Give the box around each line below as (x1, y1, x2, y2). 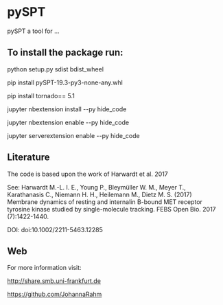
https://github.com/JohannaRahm (7, 290, 102, 299)
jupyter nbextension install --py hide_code (7, 104, 127, 113)
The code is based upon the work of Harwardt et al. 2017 (7, 170, 168, 178)
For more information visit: (7, 264, 82, 272)
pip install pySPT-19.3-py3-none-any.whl (7, 78, 124, 87)
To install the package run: (7, 47, 124, 58)
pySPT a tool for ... (7, 27, 60, 35)
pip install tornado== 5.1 (7, 91, 75, 100)
